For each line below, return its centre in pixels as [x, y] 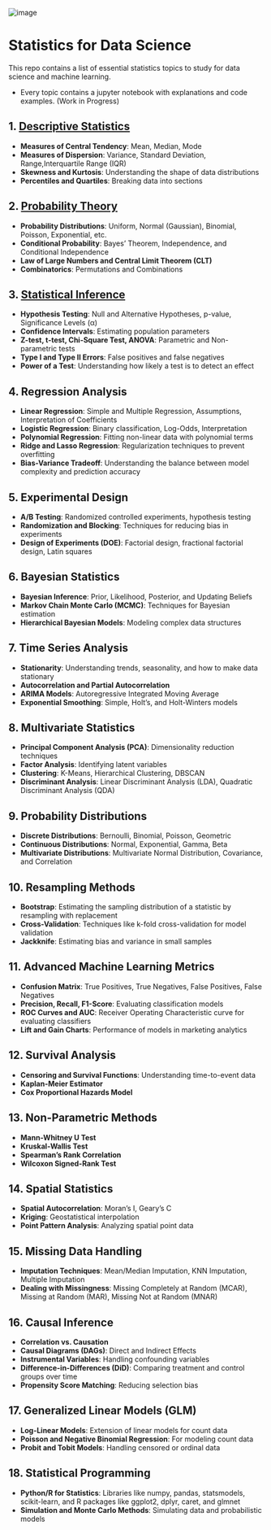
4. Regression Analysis [68, 392]
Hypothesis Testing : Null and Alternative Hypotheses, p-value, [126, 314]
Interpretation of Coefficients [69, 420]
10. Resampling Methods [72, 887]
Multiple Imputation [52, 1279]
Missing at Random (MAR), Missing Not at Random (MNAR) [119, 1297]
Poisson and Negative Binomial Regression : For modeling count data [137, 1439]
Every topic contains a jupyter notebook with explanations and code [133, 92]
